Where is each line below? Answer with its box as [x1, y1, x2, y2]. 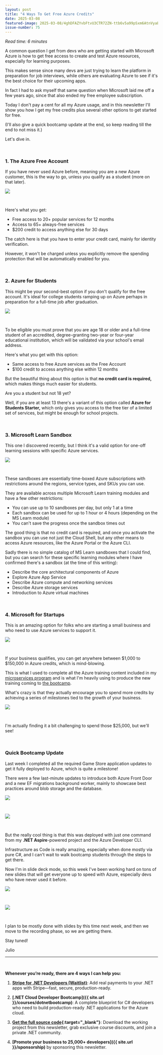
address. [5, 342, 23, 348]
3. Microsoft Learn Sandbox [5, 431, 72, 438]
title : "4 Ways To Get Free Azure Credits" [5, 12, 95, 17]
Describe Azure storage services [12, 585, 78, 591]
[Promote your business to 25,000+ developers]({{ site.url [12, 1039, 133, 1045]
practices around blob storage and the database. [5, 785, 103, 791]
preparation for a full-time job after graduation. [5, 299, 98, 305]
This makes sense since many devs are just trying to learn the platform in [5, 68, 151, 73]
